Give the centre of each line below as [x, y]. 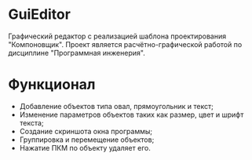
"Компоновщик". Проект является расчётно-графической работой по [125, 44]
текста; [32, 122]
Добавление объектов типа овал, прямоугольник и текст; [117, 106]
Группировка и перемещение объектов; [87, 140]
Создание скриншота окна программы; [86, 131]
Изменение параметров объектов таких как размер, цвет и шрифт [131, 115]
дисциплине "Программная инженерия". [77, 53]
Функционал [52, 85]
